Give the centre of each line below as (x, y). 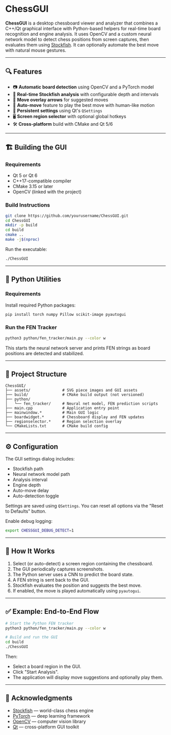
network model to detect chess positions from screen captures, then (77, 39)
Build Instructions (28, 205)
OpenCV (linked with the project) (47, 192)
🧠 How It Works (30, 551)
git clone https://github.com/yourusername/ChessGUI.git (67, 216)
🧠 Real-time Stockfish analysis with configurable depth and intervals (85, 94)
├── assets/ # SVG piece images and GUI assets (72, 391)
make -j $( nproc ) (22, 240)
